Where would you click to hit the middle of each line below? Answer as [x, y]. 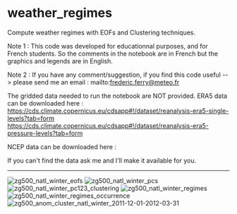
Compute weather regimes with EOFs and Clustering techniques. [102, 32]
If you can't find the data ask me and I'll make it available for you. [102, 160]
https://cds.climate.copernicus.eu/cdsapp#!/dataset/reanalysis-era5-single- [118, 111]
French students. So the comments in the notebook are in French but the [113, 53]
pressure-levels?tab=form [45, 133]
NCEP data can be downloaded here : [62, 146]
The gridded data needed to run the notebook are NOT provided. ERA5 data [117, 96]
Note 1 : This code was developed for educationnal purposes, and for [108, 46]
